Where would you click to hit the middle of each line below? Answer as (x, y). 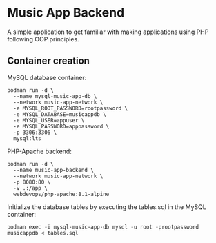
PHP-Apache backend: (40, 151)
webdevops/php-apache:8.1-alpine (61, 194)
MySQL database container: (47, 77)
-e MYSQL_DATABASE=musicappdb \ (60, 114)
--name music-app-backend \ (54, 170)
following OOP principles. (43, 39)
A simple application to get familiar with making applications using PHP (108, 32)
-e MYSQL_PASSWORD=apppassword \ (61, 126)
